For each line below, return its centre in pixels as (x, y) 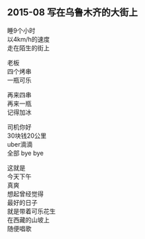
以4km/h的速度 (29, 39)
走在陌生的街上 (28, 48)
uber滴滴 (20, 144)
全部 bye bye (25, 153)
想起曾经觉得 (25, 194)
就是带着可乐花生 (31, 211)
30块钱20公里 (27, 135)
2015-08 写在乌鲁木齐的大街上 (72, 13)
